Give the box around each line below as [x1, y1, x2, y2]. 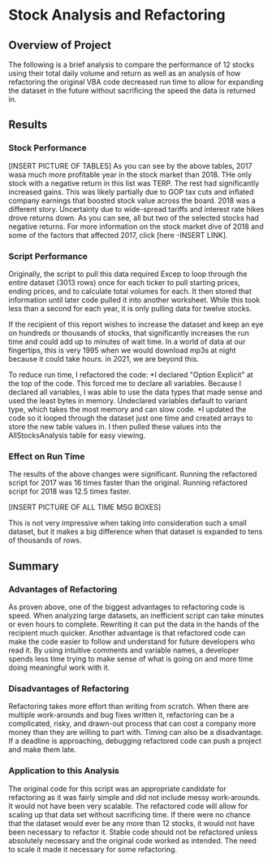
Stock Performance [8, 143, 87, 154]
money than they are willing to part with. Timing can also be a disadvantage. [8, 728, 264, 737]
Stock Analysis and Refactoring [8, 6, 226, 24]
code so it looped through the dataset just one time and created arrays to [8, 413, 253, 423]
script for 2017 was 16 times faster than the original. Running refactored [8, 478, 248, 488]
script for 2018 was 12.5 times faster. [8, 486, 132, 496]
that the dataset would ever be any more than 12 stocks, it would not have [8, 818, 255, 828]
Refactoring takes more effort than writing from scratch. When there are [8, 701, 249, 711]
